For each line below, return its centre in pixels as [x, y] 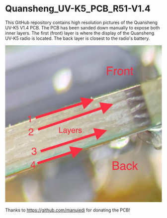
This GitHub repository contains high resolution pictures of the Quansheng [82, 22]
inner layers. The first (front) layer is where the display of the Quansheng [80, 33]
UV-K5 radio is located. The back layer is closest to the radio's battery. [78, 38]
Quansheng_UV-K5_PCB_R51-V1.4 [78, 9]
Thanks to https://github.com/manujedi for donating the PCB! [68, 210]
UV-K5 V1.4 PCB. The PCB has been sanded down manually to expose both [83, 27]
